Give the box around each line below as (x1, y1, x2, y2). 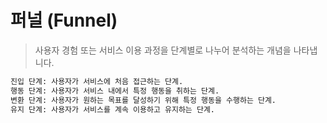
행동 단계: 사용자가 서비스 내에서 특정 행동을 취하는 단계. (10, 86, 220, 96)
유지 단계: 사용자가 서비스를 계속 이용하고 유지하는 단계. (10, 104, 215, 115)
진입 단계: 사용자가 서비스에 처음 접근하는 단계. (10, 76, 184, 86)
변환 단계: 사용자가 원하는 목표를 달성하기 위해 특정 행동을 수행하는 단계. (10, 95, 277, 105)
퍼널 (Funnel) (10, 9, 118, 32)
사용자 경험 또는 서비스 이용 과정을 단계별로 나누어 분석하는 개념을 (34, 44, 292, 56)
